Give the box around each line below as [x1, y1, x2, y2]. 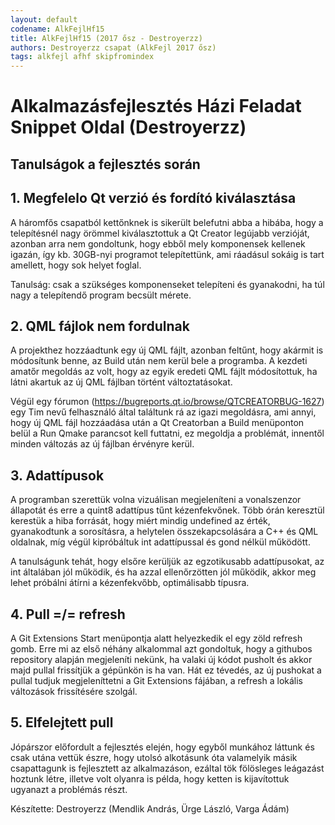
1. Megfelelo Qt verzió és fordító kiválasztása [10, 190, 297, 207]
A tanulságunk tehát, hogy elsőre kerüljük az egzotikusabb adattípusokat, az [10, 556, 325, 568]
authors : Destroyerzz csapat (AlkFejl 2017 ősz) [10, 42, 217, 53]
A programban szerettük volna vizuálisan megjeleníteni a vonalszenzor [10, 494, 302, 506]
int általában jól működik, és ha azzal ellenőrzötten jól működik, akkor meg [10, 566, 317, 578]
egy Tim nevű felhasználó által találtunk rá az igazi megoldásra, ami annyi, [10, 406, 317, 418]
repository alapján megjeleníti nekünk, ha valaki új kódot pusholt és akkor [10, 653, 313, 665]
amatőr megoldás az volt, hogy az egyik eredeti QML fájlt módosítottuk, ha [10, 366, 318, 378]
